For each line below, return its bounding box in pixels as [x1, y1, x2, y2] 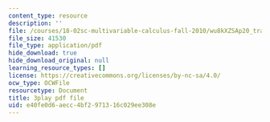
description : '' [8, 19, 63, 27]
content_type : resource [8, 11, 88, 20]
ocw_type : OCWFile [8, 79, 70, 87]
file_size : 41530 [8, 34, 67, 43]
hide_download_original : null [8, 57, 110, 65]
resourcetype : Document [8, 86, 88, 95]
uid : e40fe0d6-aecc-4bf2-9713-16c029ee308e [8, 101, 157, 109]
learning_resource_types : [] [8, 64, 106, 72]
